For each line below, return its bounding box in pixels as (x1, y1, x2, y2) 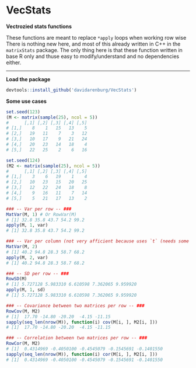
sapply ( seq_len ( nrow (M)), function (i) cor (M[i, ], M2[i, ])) (6, 351, 158, 357)
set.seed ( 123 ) (6, 109, 41, 114)
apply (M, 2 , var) (6, 255, 48, 261)
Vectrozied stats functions (6, 23, 72, 30)
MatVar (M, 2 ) (6, 244, 38, 250)
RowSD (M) (6, 276, 27, 282)
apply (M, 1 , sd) (6, 287, 45, 293)
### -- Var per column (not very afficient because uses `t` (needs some (6, 238, 190, 244)
